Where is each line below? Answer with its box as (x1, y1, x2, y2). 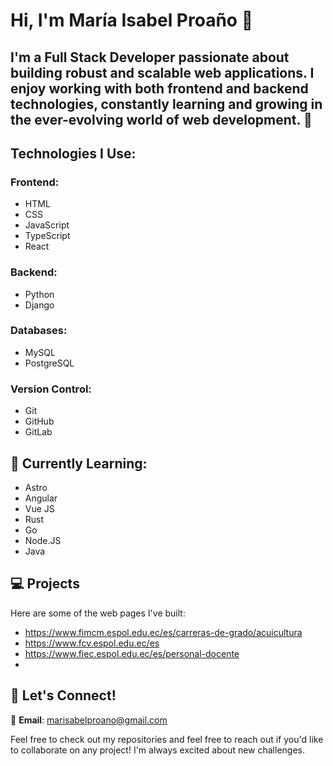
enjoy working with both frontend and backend (10, 80, 309, 97)
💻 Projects (10, 575, 80, 593)
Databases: (10, 324, 68, 338)
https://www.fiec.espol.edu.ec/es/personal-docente (24, 647, 240, 659)
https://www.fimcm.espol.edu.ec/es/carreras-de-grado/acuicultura (24, 626, 303, 638)
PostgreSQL (24, 357, 75, 369)
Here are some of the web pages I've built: (10, 607, 186, 619)
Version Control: (10, 382, 92, 396)
